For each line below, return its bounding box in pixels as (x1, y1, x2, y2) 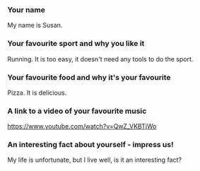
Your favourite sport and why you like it (7, 39, 145, 49)
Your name (7, 5, 46, 15)
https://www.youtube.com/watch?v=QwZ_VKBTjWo (7, 122, 157, 131)
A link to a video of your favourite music (7, 106, 147, 116)
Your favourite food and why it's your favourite (7, 72, 171, 82)
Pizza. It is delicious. (7, 88, 67, 97)
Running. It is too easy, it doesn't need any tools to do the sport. (7, 54, 194, 63)
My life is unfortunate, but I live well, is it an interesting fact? (7, 155, 182, 164)
